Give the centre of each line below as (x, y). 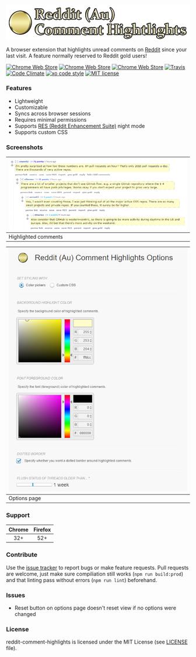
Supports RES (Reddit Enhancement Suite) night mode (80, 126)
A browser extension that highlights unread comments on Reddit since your (97, 49)
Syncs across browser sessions (52, 113)
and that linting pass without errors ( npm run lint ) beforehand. (82, 580)
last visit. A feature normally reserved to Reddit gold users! (76, 56)
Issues (16, 595)
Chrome (19, 529)
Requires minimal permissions (50, 119)
